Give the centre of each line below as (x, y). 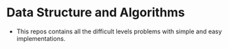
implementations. (41, 38)
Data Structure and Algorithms (96, 13)
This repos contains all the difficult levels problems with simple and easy (119, 31)
